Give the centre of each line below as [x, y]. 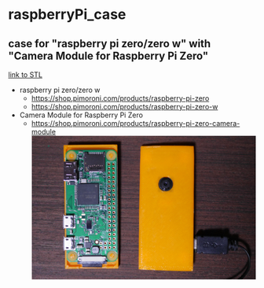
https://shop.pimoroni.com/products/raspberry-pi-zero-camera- [136, 123]
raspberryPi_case [67, 15]
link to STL [26, 75]
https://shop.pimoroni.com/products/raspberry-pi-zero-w [125, 107]
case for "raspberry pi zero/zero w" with [110, 44]
